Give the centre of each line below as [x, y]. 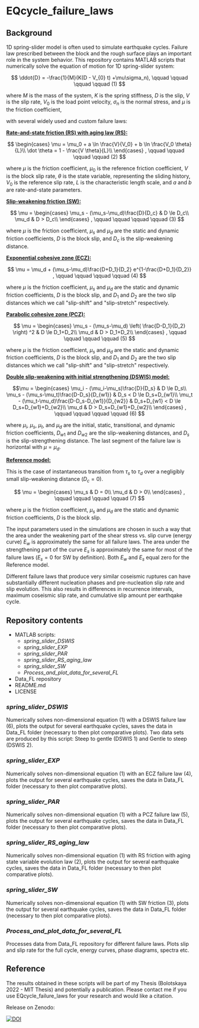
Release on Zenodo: [31, 1007]
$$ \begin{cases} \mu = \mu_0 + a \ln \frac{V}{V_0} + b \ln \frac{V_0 [91, 144]
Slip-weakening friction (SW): [44, 202]
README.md [30, 686]
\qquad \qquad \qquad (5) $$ [99, 338]
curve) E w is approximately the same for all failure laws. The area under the [98, 542]
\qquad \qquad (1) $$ [99, 84]
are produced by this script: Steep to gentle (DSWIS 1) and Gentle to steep [97, 739]
